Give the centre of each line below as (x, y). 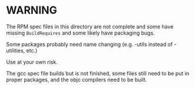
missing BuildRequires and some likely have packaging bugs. (80, 32)
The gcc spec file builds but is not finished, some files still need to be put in (98, 73)
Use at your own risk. (32, 62)
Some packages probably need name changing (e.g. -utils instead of (89, 44)
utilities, (16, 50)
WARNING (32, 10)
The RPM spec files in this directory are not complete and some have (90, 27)
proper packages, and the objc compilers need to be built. (77, 80)
